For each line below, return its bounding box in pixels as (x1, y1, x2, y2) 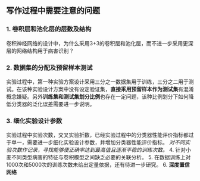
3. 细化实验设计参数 (6, 117, 62, 125)
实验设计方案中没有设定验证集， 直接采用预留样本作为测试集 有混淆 (32, 85, 194, 92)
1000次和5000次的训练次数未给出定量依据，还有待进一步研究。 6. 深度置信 (6, 161, 190, 168)
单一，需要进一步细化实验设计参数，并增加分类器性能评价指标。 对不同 (11, 139, 185, 146)
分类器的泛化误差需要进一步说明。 (11, 100, 95, 107)
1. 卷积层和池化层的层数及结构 (6, 25, 92, 33)
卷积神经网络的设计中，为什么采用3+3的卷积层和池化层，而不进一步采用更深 (6, 39, 193, 46)
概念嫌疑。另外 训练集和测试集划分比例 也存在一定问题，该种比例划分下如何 (6, 93, 189, 100)
